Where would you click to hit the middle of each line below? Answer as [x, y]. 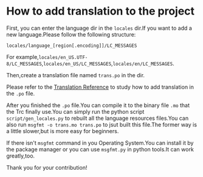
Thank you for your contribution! [47, 167]
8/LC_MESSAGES [24, 64]
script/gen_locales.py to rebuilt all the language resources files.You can [98, 118]
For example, [23, 57]
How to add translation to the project [101, 11]
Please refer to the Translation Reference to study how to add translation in [100, 87]
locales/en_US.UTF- [63, 57]
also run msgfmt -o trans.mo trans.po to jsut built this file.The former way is [102, 124]
